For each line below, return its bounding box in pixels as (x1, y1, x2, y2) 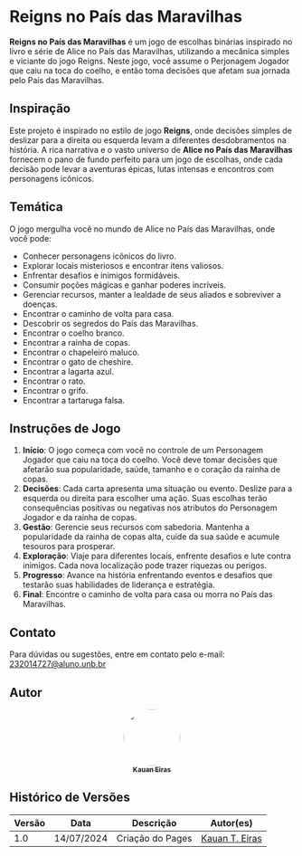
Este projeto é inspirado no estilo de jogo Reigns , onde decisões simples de (9, 125, 292, 136)
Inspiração (9, 101, 71, 117)
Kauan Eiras (132, 766, 172, 775)
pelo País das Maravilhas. (9, 74, 105, 85)
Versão (14, 816, 46, 829)
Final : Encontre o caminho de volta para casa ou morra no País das (22, 589, 273, 600)
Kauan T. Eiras (200, 832, 262, 844)
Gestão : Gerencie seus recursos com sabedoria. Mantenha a (22, 522, 250, 533)
